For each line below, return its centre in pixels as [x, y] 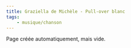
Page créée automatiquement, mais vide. [56, 39]
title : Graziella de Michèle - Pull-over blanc [66, 11]
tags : [13, 17]
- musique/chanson [39, 22]
